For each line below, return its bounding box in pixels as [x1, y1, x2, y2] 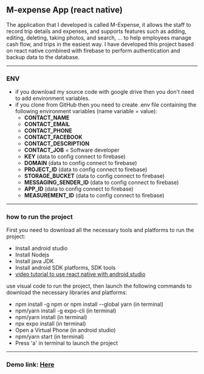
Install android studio [15, 245, 68, 252]
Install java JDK [15, 258, 54, 265]
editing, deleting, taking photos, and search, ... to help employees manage [6, 34, 192, 41]
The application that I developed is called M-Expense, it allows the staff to [6, 21, 191, 28]
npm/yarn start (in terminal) [15, 333, 84, 340]
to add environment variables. [15, 94, 90, 102]
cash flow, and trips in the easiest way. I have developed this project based [6, 40, 194, 48]
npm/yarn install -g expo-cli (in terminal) [15, 307, 117, 314]
